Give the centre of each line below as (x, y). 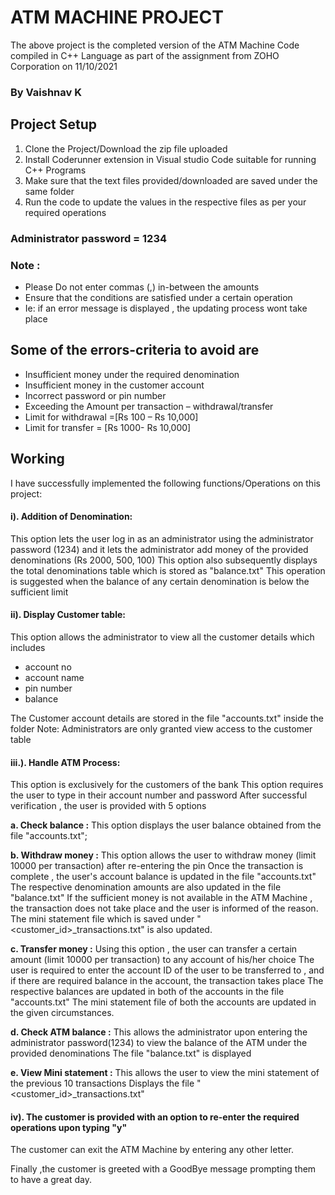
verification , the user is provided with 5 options (108, 806)
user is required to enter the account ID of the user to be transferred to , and (167, 970)
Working (37, 459)
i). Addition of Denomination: (71, 517)
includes (28, 647)
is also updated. (179, 930)
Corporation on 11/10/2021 (64, 66)
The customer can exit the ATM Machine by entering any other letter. (152, 1150)
